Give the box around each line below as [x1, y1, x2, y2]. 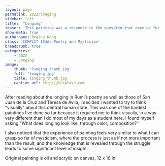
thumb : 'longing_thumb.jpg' [14, 67, 71, 72]
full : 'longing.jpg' [14, 71, 56, 76]
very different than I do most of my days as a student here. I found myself [5, 115, 154, 121]
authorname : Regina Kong [5, 35, 56, 40]
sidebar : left [5, 16, 34, 21]
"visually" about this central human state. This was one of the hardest [5, 104, 147, 110]
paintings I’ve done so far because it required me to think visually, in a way [5, 109, 157, 116]
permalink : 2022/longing [5, 12, 56, 17]
